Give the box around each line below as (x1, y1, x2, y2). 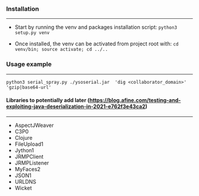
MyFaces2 (14, 165, 41, 172)
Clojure (14, 134, 33, 141)
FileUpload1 (14, 141, 44, 148)
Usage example (6, 60, 52, 68)
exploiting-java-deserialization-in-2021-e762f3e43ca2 (6, 103, 146, 110)
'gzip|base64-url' (6, 84, 52, 90)
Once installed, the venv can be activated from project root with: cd (14, 40, 179, 47)
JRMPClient (14, 153, 44, 160)
